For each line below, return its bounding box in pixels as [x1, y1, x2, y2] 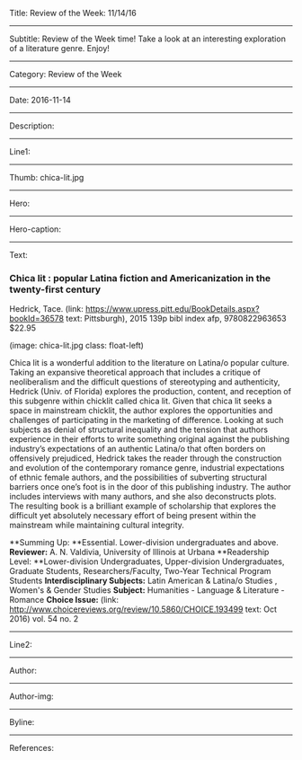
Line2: [9, 640, 33, 650]
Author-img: [9, 691, 54, 702]
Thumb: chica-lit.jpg [9, 172, 84, 182]
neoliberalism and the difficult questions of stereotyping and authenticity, [9, 376, 280, 387]
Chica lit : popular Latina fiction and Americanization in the [9, 271, 271, 284]
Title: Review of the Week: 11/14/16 [9, 8, 137, 18]
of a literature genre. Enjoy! [9, 43, 111, 53]
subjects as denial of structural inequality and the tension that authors [9, 424, 268, 435]
